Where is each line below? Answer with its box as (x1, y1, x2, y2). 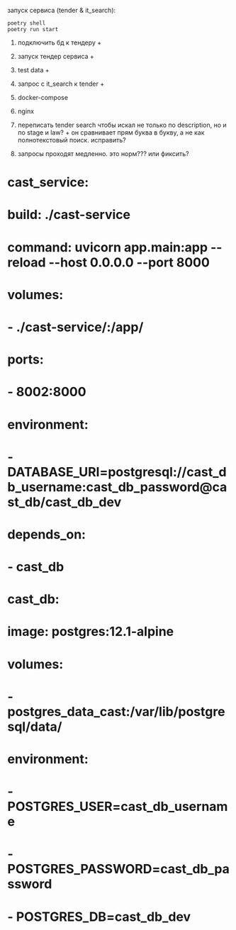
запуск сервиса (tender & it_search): (7, 6, 116, 14)
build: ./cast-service (7, 207, 131, 223)
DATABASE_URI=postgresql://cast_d (7, 464, 227, 480)
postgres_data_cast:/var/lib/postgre (7, 703, 225, 719)
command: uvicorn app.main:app (7, 239, 208, 255)
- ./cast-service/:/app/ (7, 319, 144, 335)
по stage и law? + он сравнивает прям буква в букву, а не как (17, 128, 205, 137)
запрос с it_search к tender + (17, 79, 105, 88)
